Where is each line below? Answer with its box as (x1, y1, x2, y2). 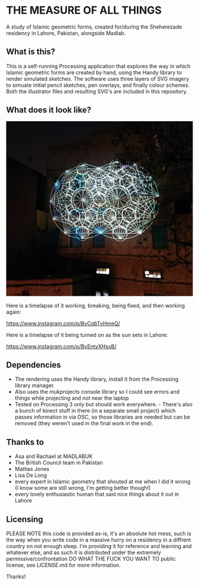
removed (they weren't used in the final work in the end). (14, 420, 154, 427)
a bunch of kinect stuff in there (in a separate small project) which (14, 407, 176, 415)
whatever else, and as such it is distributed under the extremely (6, 549, 161, 556)
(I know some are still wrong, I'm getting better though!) (14, 485, 151, 492)
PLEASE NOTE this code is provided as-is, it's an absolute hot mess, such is (6, 530, 191, 537)
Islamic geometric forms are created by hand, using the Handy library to (6, 69, 182, 76)
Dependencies (6, 360, 61, 370)
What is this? (6, 47, 56, 57)
